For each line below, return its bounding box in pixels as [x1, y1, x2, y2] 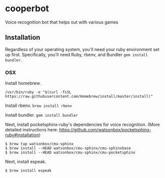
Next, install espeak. [5, 159, 47, 165]
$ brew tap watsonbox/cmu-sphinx [5, 142, 74, 147]
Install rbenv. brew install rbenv [5, 102, 72, 108]
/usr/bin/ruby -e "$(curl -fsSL [5, 90, 71, 95]
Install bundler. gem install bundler [5, 112, 78, 118]
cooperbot [5, 3, 49, 14]
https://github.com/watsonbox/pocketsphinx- [59, 127, 152, 133]
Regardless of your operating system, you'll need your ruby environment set [5, 46, 160, 52]
